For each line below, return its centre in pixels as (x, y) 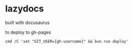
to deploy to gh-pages (28, 32)
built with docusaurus (27, 22)
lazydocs (24, 9)
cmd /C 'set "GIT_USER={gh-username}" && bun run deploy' (67, 41)
